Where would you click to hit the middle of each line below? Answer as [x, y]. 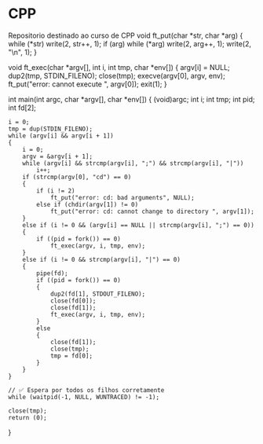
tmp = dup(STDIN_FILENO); [50, 129]
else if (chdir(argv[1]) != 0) [88, 204]
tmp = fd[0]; [71, 356]
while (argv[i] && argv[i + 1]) [61, 136]
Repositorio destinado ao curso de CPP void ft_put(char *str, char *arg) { [126, 35]
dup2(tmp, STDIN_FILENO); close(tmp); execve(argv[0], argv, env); [117, 75]
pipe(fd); [52, 273]
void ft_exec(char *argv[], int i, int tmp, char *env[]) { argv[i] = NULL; [119, 67]
